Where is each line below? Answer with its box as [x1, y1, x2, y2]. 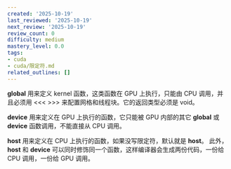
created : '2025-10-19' [7, 10, 74, 18]
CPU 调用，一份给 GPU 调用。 [7, 154, 95, 162]
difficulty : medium [7, 36, 65, 43]
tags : [7, 50, 23, 57]
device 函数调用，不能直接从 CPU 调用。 [7, 121, 126, 130]
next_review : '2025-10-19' [7, 23, 86, 30]
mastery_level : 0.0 [7, 43, 65, 50]
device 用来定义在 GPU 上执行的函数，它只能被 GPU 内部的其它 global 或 [7, 113, 220, 121]
